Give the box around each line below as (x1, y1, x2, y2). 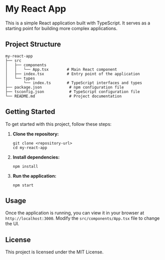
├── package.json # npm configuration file (5, 84, 124, 90)
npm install (12, 164, 38, 169)
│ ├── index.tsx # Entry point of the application (5, 71, 140, 76)
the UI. (5, 221, 19, 227)
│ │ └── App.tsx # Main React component (5, 67, 117, 72)
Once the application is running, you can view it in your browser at (5, 210, 144, 216)
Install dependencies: (12, 154, 60, 160)
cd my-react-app (12, 145, 47, 150)
